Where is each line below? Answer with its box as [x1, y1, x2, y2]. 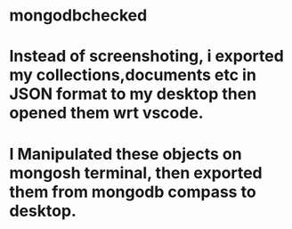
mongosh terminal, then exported [9, 162, 263, 183]
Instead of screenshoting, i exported [9, 46, 285, 67]
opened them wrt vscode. [9, 103, 204, 123]
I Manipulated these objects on [9, 143, 242, 164]
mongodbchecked [9, 5, 148, 26]
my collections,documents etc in [9, 65, 256, 86]
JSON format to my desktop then [9, 84, 257, 104]
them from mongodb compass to [9, 182, 256, 201]
